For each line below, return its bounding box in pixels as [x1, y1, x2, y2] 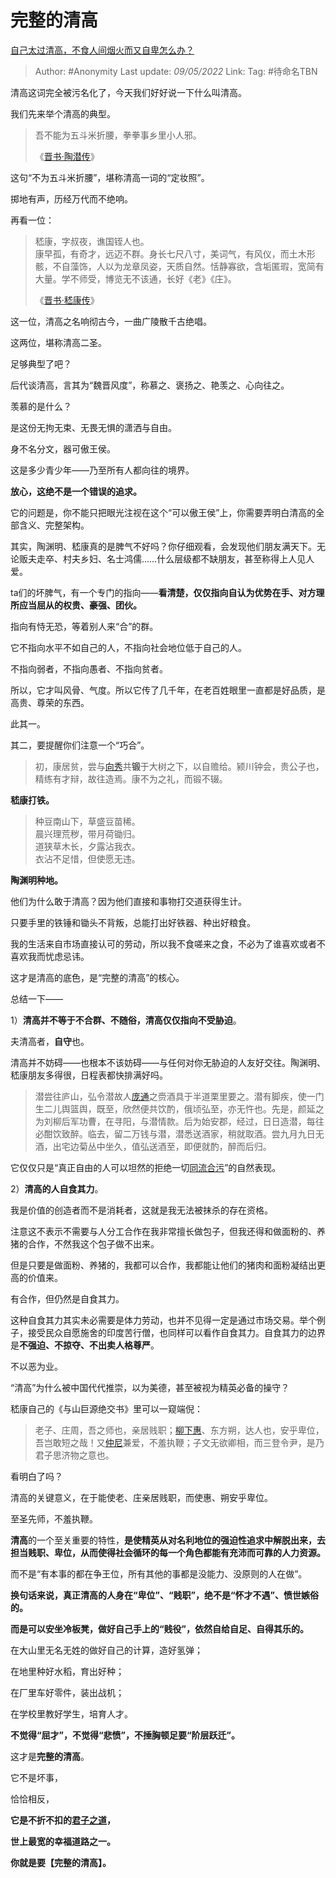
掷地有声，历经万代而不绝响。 [10, 192, 133, 205]
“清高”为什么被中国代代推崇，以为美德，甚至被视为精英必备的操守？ [10, 1381, 290, 1393]
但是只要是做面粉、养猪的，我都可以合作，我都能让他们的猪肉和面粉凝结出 [10, 1259, 317, 1271]
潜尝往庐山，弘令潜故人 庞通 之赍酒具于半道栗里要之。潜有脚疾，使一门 [34, 1090, 325, 1102]
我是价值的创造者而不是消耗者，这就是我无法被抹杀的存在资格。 [10, 1204, 273, 1216]
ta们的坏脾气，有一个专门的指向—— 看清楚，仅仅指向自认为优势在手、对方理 [10, 586, 325, 598]
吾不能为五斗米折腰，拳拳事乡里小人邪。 [34, 129, 202, 141]
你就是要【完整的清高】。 [10, 1856, 112, 1868]
